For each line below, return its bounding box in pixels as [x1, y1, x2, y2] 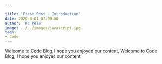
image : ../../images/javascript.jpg [5, 25, 81, 30]
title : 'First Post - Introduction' [5, 11, 81, 16]
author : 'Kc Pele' [5, 21, 43, 26]
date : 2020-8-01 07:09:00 [5, 16, 58, 21]
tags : [5, 30, 16, 35]
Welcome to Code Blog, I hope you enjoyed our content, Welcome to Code [5, 48, 157, 54]
